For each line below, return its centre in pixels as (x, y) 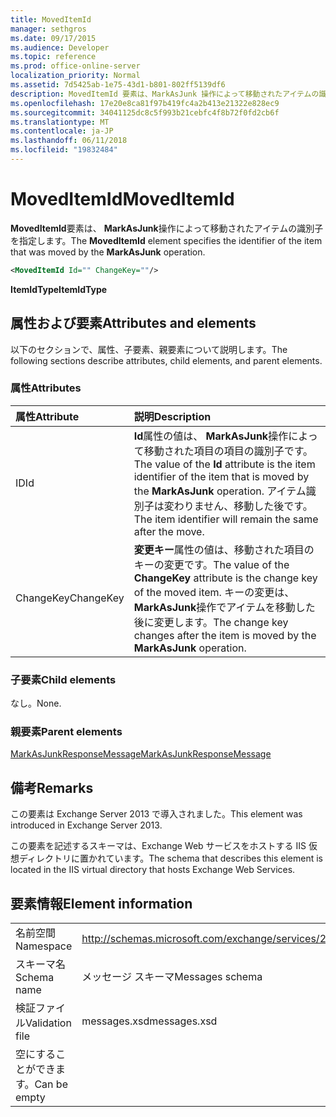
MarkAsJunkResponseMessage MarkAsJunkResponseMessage (141, 754)
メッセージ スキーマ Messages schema (172, 977)
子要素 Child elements (63, 679)
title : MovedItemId (51, 19)
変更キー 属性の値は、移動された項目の (224, 549)
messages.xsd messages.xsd (149, 1021)
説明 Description (172, 416)
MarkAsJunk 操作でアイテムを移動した (224, 607)
